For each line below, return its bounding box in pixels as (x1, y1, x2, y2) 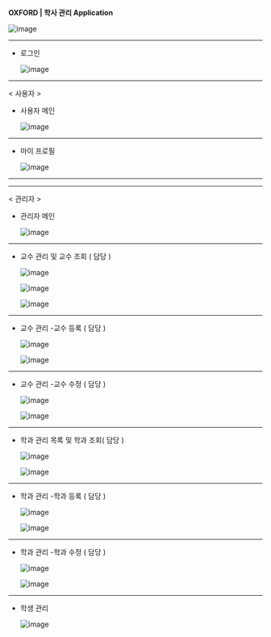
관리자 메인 (19, 212, 56, 220)
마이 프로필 (19, 146, 56, 156)
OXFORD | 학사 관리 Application (8, 8, 114, 17)
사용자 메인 (19, 106, 56, 115)
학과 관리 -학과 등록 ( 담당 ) (19, 492, 106, 501)
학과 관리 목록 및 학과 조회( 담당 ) (19, 435, 125, 445)
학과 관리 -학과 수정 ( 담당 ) (19, 547, 106, 556)
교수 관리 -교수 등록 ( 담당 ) (19, 323, 106, 333)
